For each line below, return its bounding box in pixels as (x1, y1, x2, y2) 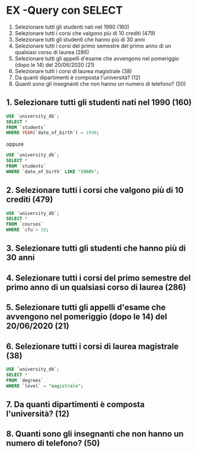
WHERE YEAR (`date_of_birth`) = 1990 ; (6, 130, 100, 136)
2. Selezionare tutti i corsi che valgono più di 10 (6, 185, 184, 195)
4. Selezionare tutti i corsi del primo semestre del (6, 273, 191, 283)
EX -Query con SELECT (6, 4, 123, 17)
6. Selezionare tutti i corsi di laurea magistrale (6, 341, 179, 351)
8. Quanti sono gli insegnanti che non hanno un (6, 429, 184, 439)
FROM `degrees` (6, 377, 44, 383)
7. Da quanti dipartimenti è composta (6, 399, 145, 410)
